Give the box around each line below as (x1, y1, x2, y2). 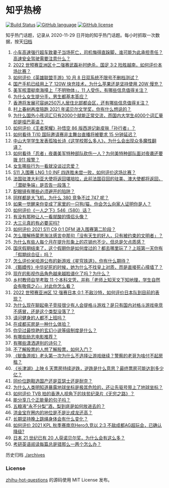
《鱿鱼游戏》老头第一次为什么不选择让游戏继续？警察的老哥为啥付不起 (13, 352, 159, 359)
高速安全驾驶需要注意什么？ (13, 55, 71, 61)
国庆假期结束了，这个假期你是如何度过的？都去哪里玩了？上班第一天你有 (13, 245, 163, 251)
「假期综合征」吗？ (13, 251, 53, 257)
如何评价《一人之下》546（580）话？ (13, 207, 92, 213)
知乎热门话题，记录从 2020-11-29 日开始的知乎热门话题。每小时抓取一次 (6, 32, 155, 38)
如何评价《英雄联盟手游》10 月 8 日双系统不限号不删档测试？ (13, 74, 139, 80)
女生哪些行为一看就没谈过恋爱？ (13, 163, 79, 169)
